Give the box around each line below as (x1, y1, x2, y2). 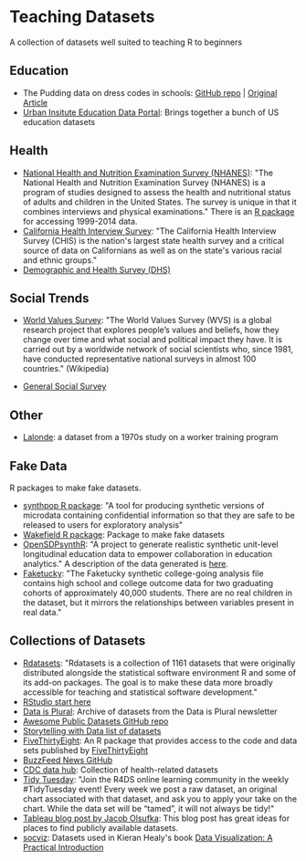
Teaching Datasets (9, 6, 155, 27)
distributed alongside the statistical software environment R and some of (22, 667, 297, 677)
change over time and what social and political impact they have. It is (22, 334, 283, 345)
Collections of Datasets (9, 633, 146, 649)
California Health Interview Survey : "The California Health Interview (22, 226, 277, 236)
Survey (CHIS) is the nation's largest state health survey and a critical (22, 235, 285, 246)
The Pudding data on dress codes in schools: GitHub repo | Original (22, 87, 278, 98)
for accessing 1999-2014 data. (22, 215, 138, 226)
